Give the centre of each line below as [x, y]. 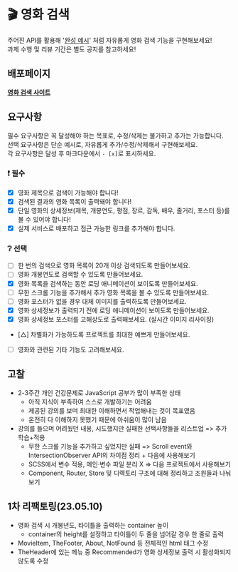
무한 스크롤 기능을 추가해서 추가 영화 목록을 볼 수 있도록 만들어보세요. [113, 292]
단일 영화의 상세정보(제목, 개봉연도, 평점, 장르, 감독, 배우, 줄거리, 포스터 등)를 [124, 210]
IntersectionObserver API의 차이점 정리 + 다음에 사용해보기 [112, 455]
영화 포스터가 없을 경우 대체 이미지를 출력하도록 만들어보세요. [102, 301]
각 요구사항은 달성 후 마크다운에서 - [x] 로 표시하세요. [82, 153]
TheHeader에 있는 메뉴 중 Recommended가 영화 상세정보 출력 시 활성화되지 [124, 552]
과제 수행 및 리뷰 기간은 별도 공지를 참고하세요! [72, 49]
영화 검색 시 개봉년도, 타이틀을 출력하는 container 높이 [93, 525]
